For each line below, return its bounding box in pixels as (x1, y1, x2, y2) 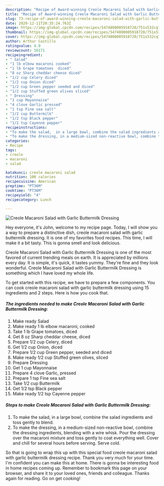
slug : (5, 16, 17, 21)
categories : (5, 138, 30, 144)
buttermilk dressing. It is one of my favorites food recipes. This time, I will (5, 234, 153, 240)
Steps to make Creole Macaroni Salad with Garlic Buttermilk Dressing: (5, 402, 151, 408)
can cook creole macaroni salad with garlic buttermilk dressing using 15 (5, 285, 149, 291)
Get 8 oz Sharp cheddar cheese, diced (12, 334, 91, 340)
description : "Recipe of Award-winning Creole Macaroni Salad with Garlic (5, 7, 161, 12)
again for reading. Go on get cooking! (5, 476, 81, 482)
